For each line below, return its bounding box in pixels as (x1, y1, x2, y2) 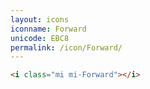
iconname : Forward (10, 24, 87, 34)
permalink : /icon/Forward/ (10, 42, 123, 53)
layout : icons (10, 14, 70, 25)
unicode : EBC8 (10, 33, 70, 43)
